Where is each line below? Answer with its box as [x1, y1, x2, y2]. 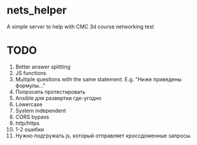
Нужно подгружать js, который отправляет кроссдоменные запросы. [15, 132, 192, 139]
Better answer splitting [15, 63, 70, 70]
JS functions [15, 69, 47, 77]
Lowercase [15, 101, 43, 108]
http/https [15, 119, 40, 127]
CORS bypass [15, 113, 50, 120]
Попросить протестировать [15, 88, 86, 95]
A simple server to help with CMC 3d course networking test [7, 23, 154, 30]
